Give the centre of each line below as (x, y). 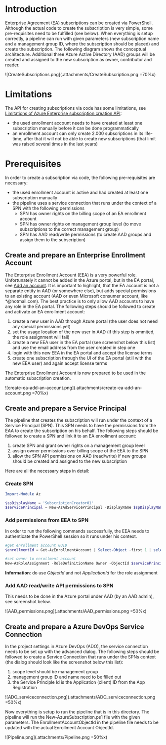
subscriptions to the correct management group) (69, 229)
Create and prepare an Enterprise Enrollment (75, 255)
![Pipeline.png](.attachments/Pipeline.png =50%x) (56, 737)
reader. (12, 65)
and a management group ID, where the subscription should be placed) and (82, 44)
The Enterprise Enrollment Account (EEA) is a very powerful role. (71, 275)
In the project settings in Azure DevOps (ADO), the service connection (77, 647)
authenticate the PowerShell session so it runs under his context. (71, 536)
